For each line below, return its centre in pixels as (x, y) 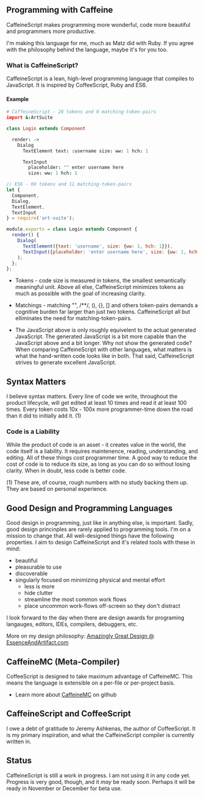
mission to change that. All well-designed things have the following (90, 536)
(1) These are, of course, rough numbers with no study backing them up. (97, 483)
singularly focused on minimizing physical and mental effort (90, 580)
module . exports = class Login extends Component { (72, 229)
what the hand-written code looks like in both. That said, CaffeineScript (105, 356)
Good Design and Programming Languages (90, 508)
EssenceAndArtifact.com (37, 643)
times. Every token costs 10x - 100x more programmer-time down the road (100, 409)
